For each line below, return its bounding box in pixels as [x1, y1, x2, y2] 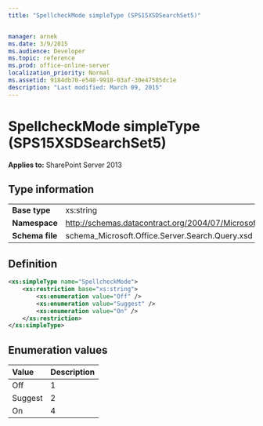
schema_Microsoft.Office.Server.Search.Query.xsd [65, 231, 253, 242]
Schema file [12, 231, 58, 242]
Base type [12, 205, 51, 216]
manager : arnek [8, 32, 58, 40]
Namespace [12, 217, 59, 228]
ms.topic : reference [8, 54, 76, 63]
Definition [8, 257, 57, 271]
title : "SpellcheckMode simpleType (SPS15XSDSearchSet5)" [8, 11, 201, 20]
